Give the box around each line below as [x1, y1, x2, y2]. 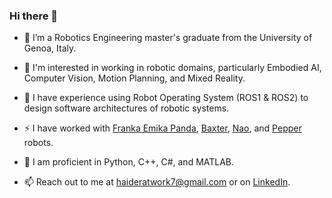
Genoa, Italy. [23, 42, 77, 54]
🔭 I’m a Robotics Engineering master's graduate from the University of [23, 32, 313, 44]
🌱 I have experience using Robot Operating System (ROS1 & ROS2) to [23, 92, 309, 104]
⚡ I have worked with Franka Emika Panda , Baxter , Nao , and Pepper [23, 122, 302, 134]
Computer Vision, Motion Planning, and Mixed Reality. [23, 72, 246, 84]
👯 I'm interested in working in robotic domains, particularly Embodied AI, [23, 62, 322, 74]
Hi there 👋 [9, 9, 59, 23]
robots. [23, 137, 54, 149]
